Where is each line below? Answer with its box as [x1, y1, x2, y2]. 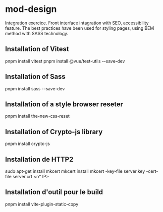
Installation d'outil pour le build [5, 188, 103, 197]
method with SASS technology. [5, 30, 68, 36]
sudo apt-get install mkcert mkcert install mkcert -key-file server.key [5, 168, 145, 174]
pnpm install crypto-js [5, 141, 50, 147]
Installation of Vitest [5, 45, 69, 53]
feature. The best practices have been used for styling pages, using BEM [5, 25, 155, 31]
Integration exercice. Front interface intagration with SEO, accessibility [5, 20, 149, 26]
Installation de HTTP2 [5, 155, 73, 163]
